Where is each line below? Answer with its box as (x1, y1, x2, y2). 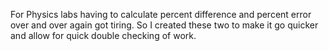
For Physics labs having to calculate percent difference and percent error (10, 9, 312, 20)
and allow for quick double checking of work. (10, 30, 197, 41)
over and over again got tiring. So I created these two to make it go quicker (10, 19, 319, 31)
